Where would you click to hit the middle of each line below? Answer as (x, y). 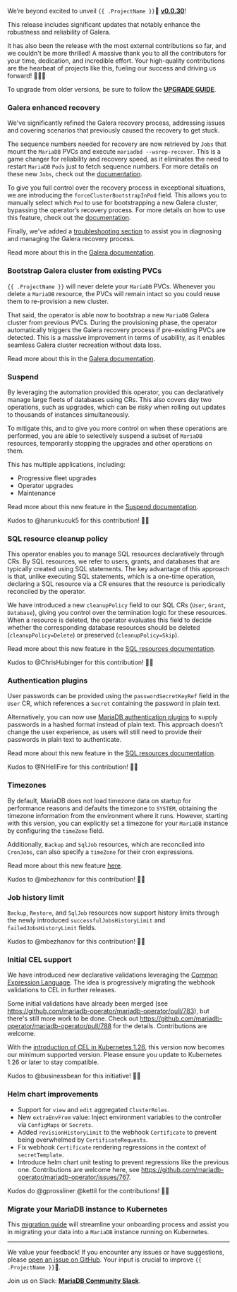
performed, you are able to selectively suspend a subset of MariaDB (105, 435)
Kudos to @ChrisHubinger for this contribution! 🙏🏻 (80, 662)
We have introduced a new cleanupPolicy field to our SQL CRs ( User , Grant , (117, 605)
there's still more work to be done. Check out (73, 1018)
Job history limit (36, 897)
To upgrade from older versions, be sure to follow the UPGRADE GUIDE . (112, 89)
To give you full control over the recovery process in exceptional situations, (116, 188)
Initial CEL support (39, 959)
